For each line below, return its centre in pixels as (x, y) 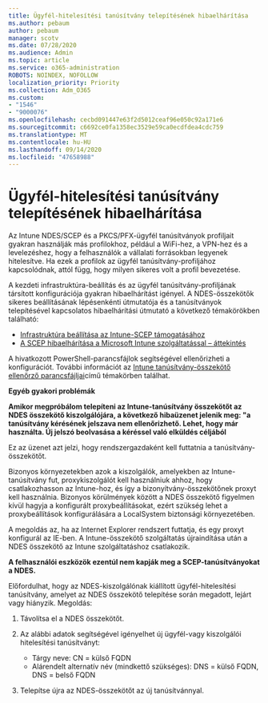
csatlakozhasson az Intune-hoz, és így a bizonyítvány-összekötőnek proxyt (132, 489)
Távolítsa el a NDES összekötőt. (72, 619)
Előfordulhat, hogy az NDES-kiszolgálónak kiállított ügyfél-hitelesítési (122, 586)
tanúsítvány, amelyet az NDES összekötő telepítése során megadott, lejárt (130, 595)
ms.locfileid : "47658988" (51, 157)
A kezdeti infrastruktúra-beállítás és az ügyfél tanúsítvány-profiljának (122, 286)
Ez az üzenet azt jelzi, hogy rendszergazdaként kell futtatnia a (110, 448)
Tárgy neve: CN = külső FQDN (82, 658)
